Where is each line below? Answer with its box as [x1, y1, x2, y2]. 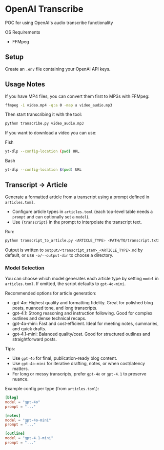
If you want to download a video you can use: [5, 130, 97, 136]
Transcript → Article [5, 181, 68, 189]
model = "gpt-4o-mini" [5, 418, 51, 423]
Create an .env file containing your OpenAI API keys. [5, 66, 111, 72]
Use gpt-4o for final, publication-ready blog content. [12, 355, 118, 361]
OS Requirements [5, 29, 41, 35]
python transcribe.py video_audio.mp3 [5, 121, 84, 126]
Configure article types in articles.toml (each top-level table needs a [12, 209, 153, 214]
